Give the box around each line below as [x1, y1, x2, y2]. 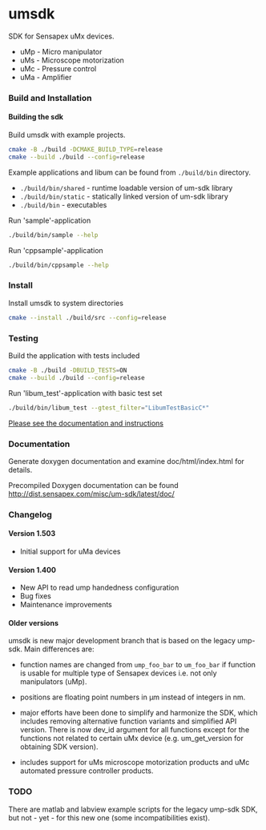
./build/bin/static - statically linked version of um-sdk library [19, 191, 228, 201]
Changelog [8, 509, 52, 520]
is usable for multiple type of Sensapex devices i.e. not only [19, 668, 218, 678]
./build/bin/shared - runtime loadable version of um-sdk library [19, 183, 233, 192]
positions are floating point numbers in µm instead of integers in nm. [19, 692, 246, 702]
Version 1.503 [8, 529, 56, 538]
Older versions [8, 618, 58, 627]
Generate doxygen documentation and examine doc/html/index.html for [8, 456, 244, 465]
